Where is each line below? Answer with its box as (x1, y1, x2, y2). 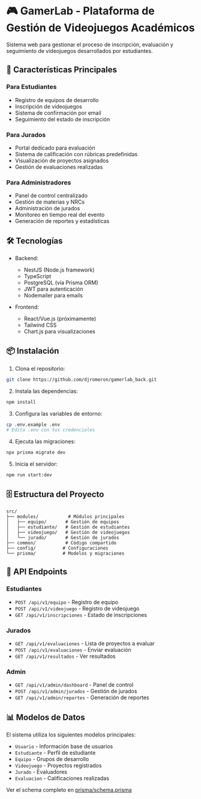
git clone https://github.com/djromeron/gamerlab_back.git (6, 376, 157, 383)
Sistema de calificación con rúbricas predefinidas (14, 150, 138, 157)
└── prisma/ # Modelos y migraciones (6, 550, 125, 556)
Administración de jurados (14, 205, 80, 212)
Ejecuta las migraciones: (14, 438, 76, 445)
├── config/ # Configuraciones (6, 545, 109, 551)
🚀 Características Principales (6, 65, 117, 75)
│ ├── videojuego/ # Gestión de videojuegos (6, 529, 130, 535)
